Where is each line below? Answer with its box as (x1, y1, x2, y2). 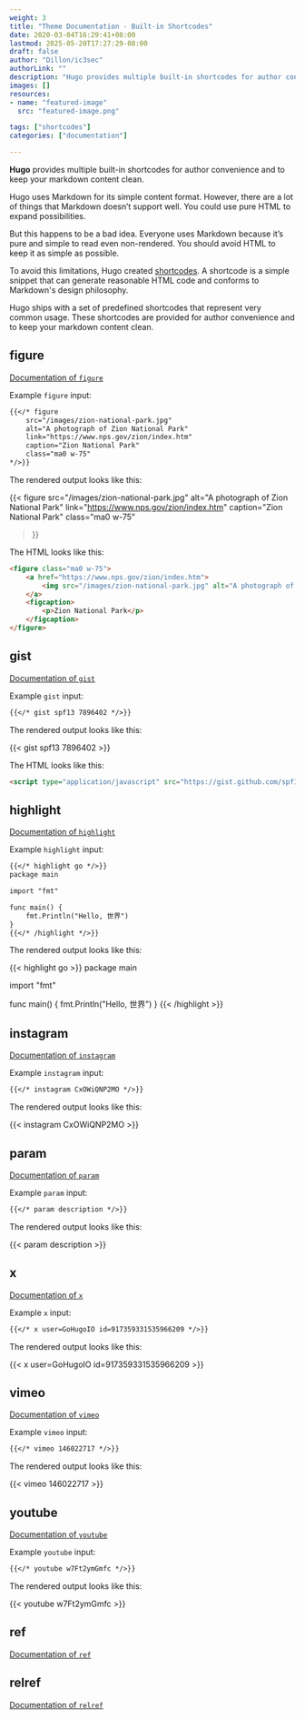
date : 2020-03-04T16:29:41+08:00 (9, 30, 136, 39)
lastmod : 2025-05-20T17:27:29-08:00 (9, 38, 148, 48)
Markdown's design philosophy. (9, 285, 129, 296)
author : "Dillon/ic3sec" (9, 55, 103, 65)
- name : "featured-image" (9, 97, 107, 107)
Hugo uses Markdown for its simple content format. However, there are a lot (9, 192, 293, 202)
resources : (9, 89, 51, 98)
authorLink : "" (9, 65, 67, 74)
